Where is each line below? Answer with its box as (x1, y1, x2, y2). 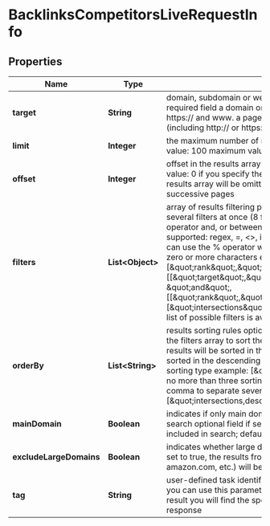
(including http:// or (166, 122, 239, 133)
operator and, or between (166, 222, 263, 232)
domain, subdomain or (166, 92, 252, 103)
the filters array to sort (166, 335, 251, 346)
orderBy (12, 360, 44, 371)
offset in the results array (166, 158, 261, 169)
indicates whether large (166, 442, 256, 452)
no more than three (166, 375, 239, 386)
